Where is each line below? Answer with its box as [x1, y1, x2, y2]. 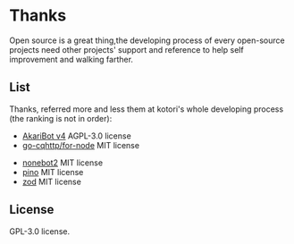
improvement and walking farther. [9, 54, 134, 64]
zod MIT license [21, 176, 82, 187]
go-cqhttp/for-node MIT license [21, 139, 140, 150]
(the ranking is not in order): [9, 113, 113, 123]
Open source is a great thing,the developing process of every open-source [9, 35, 285, 46]
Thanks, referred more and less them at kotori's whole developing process [9, 104, 284, 114]
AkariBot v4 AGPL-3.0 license [21, 130, 131, 141]
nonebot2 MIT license [21, 157, 104, 168]
